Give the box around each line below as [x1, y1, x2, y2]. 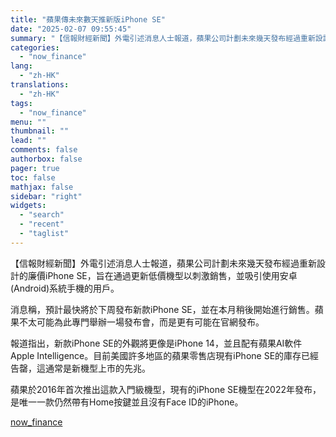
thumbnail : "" [10, 126, 70, 136]
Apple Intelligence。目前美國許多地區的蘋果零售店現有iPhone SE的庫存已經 [10, 349, 320, 361]
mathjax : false [10, 182, 74, 192]
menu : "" [10, 117, 47, 127]
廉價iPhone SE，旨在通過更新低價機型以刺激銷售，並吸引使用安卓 [27, 269, 298, 281]
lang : [10, 61, 33, 71]
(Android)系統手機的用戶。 [10, 282, 120, 294]
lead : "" [10, 136, 47, 146]
